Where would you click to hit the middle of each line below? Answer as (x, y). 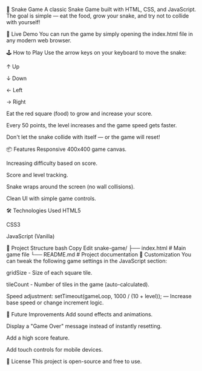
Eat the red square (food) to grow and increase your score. (80, 113)
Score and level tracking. (37, 175)
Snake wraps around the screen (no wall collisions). (70, 187)
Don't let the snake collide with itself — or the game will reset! (83, 137)
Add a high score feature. (38, 338)
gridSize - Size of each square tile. (49, 272)
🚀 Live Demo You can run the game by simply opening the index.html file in (100, 34)
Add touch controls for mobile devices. (55, 349)
